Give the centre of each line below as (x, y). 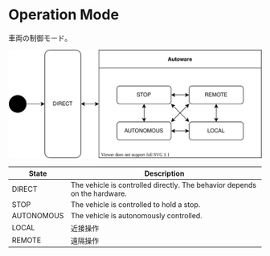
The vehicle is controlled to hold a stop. (136, 205)
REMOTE (27, 240)
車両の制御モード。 (40, 38)
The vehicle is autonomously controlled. (137, 216)
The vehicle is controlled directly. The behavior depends (164, 185)
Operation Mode (63, 15)
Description (164, 173)
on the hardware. (99, 193)
